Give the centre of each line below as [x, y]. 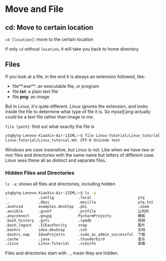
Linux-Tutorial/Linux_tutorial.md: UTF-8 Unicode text [63, 140]
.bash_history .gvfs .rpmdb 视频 [75, 221]
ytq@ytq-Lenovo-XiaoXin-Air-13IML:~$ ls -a [51, 193]
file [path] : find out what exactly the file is [50, 126]
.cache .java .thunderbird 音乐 [75, 239]
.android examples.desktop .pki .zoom [77, 207]
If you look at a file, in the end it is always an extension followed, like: [75, 76]
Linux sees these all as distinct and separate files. [56, 160]
